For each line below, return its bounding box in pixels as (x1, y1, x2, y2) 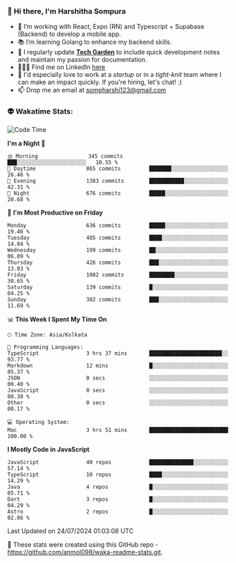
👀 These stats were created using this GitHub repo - (7, 540, 159, 549)
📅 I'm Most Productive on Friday (7, 208, 104, 217)
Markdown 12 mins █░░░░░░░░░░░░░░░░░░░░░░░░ (7, 362, 229, 369)
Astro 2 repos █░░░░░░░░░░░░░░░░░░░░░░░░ (7, 508, 229, 515)
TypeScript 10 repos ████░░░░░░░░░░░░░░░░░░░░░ (7, 471, 229, 478)
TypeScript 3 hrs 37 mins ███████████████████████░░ (7, 349, 229, 357)
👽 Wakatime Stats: (7, 107, 73, 116)
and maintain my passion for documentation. (17, 56, 148, 64)
